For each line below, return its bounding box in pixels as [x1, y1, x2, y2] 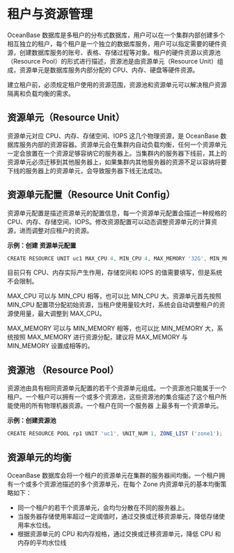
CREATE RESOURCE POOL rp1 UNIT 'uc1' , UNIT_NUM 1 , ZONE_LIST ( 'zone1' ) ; [7, 430, 223, 437]
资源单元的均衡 [7, 451, 72, 463]
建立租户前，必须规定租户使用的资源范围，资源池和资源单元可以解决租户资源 [7, 80, 227, 89]
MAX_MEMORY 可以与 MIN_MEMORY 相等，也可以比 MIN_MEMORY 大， [7, 324, 217, 332]
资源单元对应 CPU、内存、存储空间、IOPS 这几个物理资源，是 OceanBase [7, 131, 219, 140]
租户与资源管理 [7, 6, 93, 22]
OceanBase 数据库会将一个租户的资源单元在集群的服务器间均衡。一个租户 [7, 471, 219, 479]
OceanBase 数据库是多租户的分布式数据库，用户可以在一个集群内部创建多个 [7, 31, 225, 39]
